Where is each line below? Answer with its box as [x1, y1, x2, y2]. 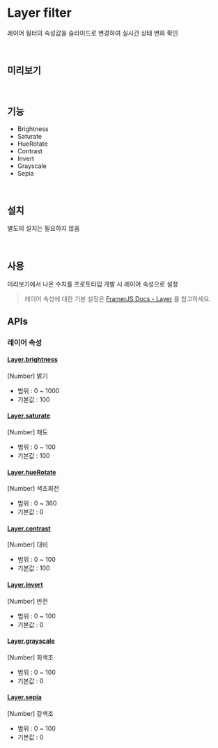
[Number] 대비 [7, 540, 49, 549]
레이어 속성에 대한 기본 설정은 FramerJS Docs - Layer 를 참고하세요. [24, 295, 211, 303]
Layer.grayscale [7, 636, 55, 646]
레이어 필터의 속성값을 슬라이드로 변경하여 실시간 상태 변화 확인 [7, 29, 179, 37]
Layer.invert [7, 580, 43, 588]
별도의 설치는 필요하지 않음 [7, 224, 80, 233]
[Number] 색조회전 [7, 484, 59, 493]
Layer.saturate [7, 411, 51, 420]
